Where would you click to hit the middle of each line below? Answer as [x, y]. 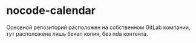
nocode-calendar [51, 11]
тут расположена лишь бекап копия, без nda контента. [77, 33]
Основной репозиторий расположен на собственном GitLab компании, [98, 27]
